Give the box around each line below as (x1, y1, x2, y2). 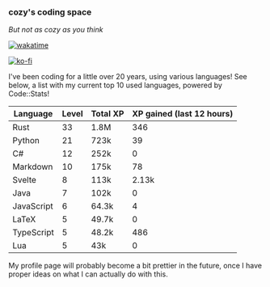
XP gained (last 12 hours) (132, 108, 234, 120)
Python (12, 135, 40, 146)
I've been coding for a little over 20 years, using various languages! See (8, 72, 248, 82)
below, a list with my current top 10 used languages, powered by (8, 80, 222, 91)
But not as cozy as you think (8, 25, 103, 35)
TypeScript (12, 227, 54, 238)
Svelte (12, 175, 36, 186)
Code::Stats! (8, 89, 50, 99)
